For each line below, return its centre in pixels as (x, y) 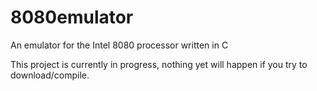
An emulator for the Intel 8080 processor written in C (119, 45)
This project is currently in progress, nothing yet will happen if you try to (159, 64)
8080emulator (72, 17)
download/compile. (50, 75)
